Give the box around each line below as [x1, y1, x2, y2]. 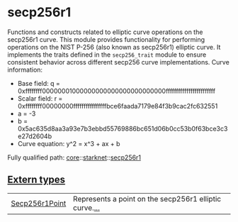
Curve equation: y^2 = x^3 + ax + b [17, 139, 120, 148]
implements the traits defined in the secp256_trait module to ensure [7, 50, 207, 59]
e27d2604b [17, 132, 52, 140]
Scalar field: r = [17, 94, 63, 103]
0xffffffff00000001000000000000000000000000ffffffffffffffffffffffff [17, 87, 216, 95]
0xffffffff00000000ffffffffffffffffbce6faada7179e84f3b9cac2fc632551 [17, 101, 218, 110]
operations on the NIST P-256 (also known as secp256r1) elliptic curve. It [7, 43, 221, 51]
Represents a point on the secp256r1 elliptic [73, 194, 222, 204]
